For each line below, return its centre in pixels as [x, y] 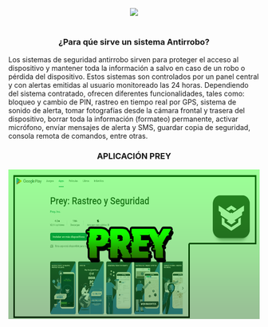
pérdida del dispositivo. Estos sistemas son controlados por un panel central [134, 77]
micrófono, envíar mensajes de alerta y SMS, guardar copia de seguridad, [130, 127]
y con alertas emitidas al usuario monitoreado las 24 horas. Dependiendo [128, 85]
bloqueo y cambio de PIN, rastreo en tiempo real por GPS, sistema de [122, 102]
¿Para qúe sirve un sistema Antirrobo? [134, 42]
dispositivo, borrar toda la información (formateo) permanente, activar [123, 119]
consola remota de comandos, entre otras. [78, 136]
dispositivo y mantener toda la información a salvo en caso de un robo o [127, 68]
